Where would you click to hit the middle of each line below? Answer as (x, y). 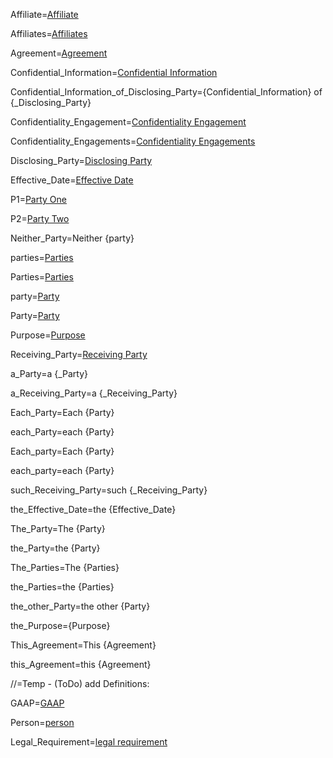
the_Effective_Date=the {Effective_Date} (93, 509)
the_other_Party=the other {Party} (80, 606)
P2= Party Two (40, 218)
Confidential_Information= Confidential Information (114, 72)
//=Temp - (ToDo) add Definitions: (80, 683)
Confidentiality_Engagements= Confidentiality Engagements (133, 141)
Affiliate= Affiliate (44, 14)
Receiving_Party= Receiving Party (79, 354)
